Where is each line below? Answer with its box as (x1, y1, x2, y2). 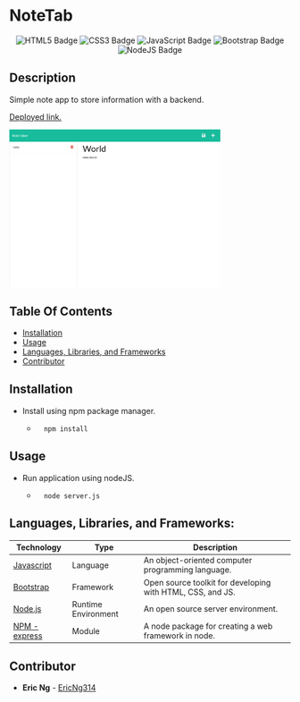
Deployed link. (9, 111, 62, 122)
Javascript (12, 560, 52, 571)
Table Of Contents (9, 303, 113, 318)
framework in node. (143, 630, 216, 640)
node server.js (43, 491, 101, 501)
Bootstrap (12, 582, 50, 592)
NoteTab (9, 5, 73, 26)
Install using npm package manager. (21, 405, 156, 416)
